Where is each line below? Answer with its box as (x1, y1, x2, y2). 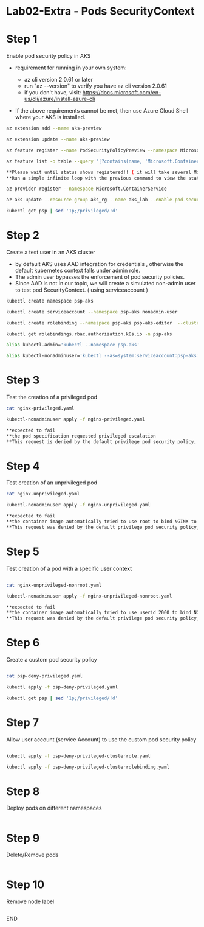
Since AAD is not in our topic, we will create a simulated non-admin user (15, 279, 196, 287)
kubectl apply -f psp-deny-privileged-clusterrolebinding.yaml (6, 764, 170, 770)
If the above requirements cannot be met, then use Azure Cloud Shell (15, 107, 188, 114)
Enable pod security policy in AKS (6, 52, 91, 60)
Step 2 (6, 228, 39, 242)
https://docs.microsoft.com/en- (82, 89, 161, 96)
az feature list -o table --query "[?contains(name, (6, 158, 143, 164)
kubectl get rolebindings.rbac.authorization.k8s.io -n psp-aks (6, 331, 172, 337)
